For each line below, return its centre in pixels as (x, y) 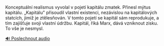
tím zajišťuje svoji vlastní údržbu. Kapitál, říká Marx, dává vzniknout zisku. (82, 23)
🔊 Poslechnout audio (28, 38)
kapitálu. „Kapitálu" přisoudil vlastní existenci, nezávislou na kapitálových (81, 12)
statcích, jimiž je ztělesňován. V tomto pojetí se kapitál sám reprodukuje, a (82, 18)
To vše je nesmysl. (24, 28)
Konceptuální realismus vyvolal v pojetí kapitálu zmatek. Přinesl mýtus (78, 7)
